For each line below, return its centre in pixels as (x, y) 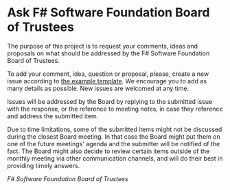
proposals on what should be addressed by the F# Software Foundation (108, 53)
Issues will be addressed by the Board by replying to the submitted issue (110, 101)
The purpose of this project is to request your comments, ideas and (102, 46)
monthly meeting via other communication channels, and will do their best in (115, 158)
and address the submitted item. (53, 116)
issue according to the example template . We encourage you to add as (107, 81)
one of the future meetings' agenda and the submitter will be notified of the (114, 144)
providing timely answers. (44, 165)
